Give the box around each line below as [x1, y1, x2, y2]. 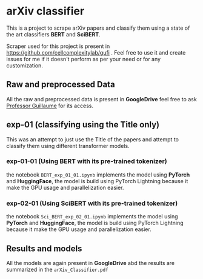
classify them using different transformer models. [6, 142, 130, 149]
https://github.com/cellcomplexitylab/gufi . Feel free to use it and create [6, 49, 186, 56]
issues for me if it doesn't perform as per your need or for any [6, 55, 161, 62]
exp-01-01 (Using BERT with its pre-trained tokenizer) [6, 157, 168, 166]
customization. [6, 62, 44, 69]
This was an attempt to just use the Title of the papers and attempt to [6, 135, 179, 143]
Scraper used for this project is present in [6, 42, 110, 50]
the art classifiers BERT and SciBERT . [6, 30, 101, 38]
